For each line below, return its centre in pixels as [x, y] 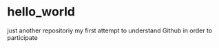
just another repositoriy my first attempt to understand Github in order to [110, 30]
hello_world [41, 12]
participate [22, 37]
